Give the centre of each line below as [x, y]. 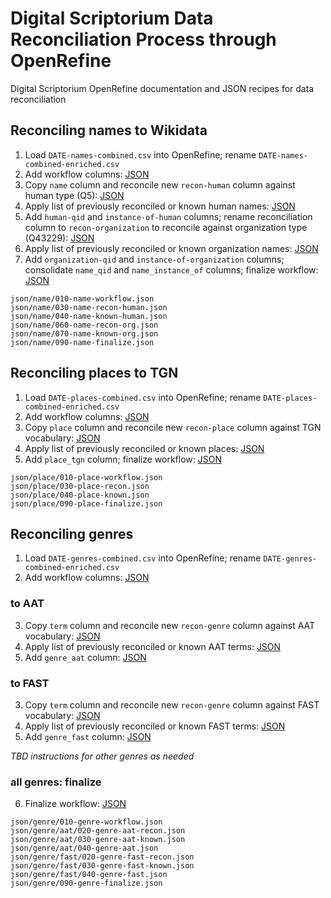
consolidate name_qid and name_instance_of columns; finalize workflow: [171, 269]
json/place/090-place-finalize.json [86, 503]
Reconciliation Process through [143, 39]
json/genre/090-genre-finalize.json [86, 883]
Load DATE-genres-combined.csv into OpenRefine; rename [143, 558]
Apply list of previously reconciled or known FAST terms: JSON [155, 726]
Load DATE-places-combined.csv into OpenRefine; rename [143, 397]
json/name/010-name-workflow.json [82, 298]
